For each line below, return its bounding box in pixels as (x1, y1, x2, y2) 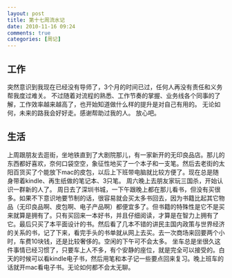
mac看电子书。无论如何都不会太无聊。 (25, 263, 135, 271)
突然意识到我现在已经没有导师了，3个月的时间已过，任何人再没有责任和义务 (7, 82, 223, 91)
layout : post (7, 10, 45, 17)
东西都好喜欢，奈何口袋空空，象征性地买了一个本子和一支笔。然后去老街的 (7, 159, 219, 167)
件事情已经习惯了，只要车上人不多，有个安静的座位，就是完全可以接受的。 (7, 245, 219, 254)
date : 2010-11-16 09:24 (7, 23, 76, 30)
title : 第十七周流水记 (7, 17, 66, 24)
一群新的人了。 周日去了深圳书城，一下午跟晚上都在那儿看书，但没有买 (12, 185, 215, 194)
